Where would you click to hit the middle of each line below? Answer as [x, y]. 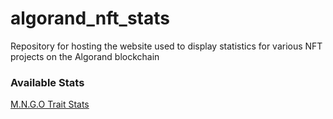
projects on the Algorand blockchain [85, 56]
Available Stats [47, 82]
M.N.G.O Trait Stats [50, 104]
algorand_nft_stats [90, 18]
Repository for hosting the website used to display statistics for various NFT [166, 46]
